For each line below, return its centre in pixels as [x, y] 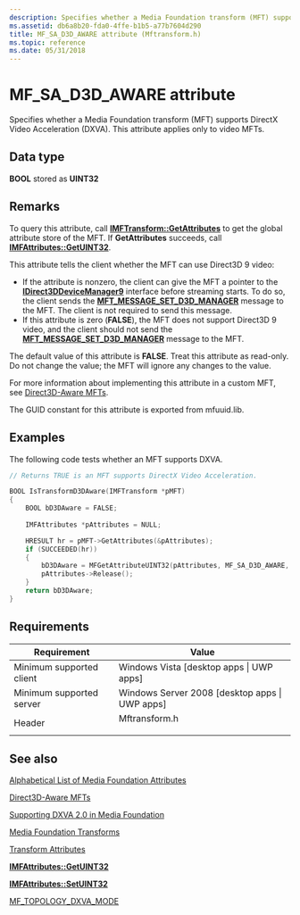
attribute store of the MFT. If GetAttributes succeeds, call [116, 237]
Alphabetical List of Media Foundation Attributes [98, 780]
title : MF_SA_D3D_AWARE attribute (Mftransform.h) [105, 34]
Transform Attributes [48, 850]
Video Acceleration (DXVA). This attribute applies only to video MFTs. [137, 129]
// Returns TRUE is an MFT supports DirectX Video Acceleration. [133, 475]
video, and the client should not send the [97, 329]
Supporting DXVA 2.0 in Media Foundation [87, 815]
